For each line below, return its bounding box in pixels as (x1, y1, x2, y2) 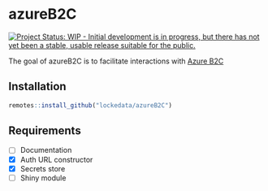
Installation (8, 80, 67, 93)
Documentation (19, 145, 72, 155)
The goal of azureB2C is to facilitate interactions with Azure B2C (8, 56, 224, 66)
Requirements (8, 124, 81, 138)
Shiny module (19, 172, 67, 183)
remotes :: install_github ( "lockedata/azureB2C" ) (8, 101, 173, 110)
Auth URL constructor (19, 154, 93, 164)
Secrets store (19, 163, 66, 173)
